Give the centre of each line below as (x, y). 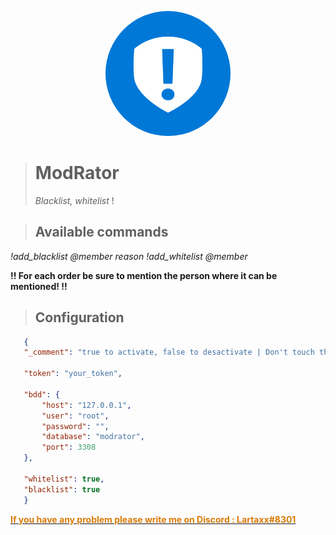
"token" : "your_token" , (73, 374)
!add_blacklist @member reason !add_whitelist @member (129, 256)
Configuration (79, 317)
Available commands (101, 232)
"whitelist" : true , (64, 479)
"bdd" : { (41, 394)
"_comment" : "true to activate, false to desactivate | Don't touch (169, 352)
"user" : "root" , (75, 416)
